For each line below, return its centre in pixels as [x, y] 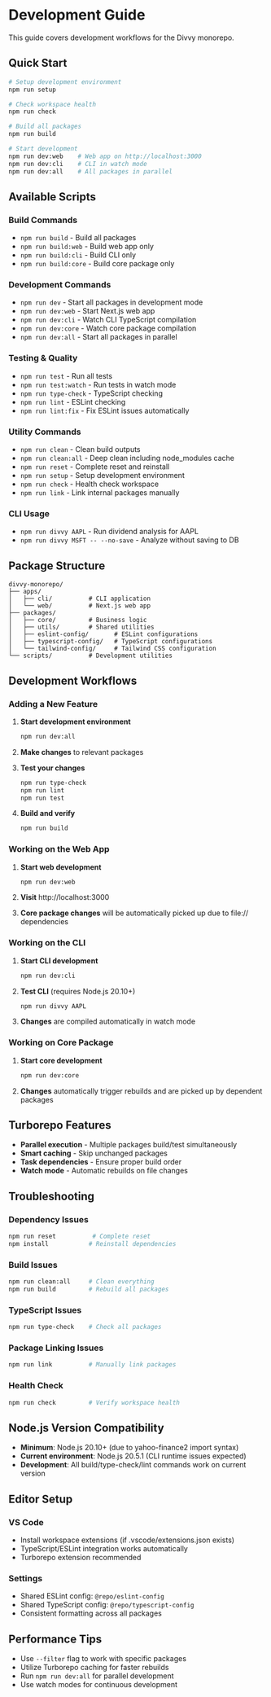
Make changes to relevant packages [82, 752]
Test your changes [52, 768]
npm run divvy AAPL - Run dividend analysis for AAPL [109, 532]
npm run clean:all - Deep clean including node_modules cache [127, 458]
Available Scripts [52, 197]
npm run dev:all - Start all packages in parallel [98, 337]
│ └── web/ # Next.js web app [80, 606]
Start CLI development [59, 960]
